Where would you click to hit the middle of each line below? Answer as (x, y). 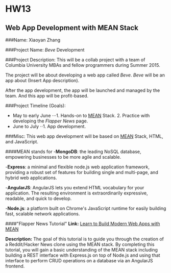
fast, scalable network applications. (43, 214)
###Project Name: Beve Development (45, 50)
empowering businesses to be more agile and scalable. (63, 157)
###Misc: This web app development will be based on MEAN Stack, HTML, (84, 136)
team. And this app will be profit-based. (47, 96)
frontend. (15, 266)
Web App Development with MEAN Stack (72, 28)
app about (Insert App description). (42, 80)
